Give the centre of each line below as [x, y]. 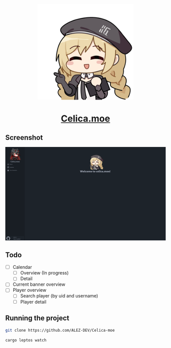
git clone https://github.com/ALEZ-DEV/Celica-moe [60, 331]
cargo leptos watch [26, 340]
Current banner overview [39, 284]
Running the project [37, 318]
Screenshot [24, 138]
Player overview [30, 290]
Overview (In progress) [44, 273]
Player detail [33, 302]
